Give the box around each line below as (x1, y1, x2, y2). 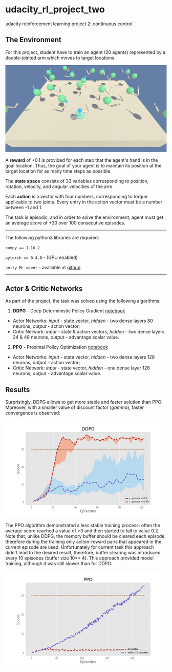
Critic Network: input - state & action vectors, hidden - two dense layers (12, 329, 165, 335)
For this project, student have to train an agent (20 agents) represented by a (5, 49, 166, 55)
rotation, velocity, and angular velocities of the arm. (5, 183, 114, 190)
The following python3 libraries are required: (5, 235, 99, 241)
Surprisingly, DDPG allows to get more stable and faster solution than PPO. (5, 399, 163, 405)
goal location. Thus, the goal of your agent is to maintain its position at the (5, 163, 162, 169)
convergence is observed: (5, 410, 60, 416)
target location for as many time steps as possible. (5, 168, 112, 174)
